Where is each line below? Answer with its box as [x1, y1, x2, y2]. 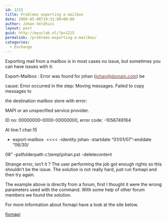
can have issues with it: [5, 63, 53, 69]
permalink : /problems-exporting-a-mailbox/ [5, 35, 97, 40]
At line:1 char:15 [5, 127, 37, 133]
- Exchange [9, 44, 32, 49]
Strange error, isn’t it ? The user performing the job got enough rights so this [5, 161, 162, 167]
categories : [5, 40, 30, 45]
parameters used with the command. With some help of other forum [5, 187, 145, 193]
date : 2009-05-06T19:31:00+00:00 [5, 16, 75, 21]
